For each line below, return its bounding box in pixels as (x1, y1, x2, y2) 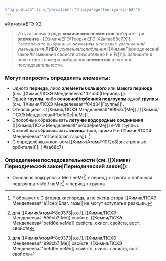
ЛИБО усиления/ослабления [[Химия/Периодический (45, 46, 160, 52)
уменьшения (17, 46, 44, 52)
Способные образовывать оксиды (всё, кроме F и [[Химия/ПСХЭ (12, 127, 152, 133)
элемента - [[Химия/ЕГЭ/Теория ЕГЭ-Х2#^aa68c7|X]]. (17, 36, 132, 42)
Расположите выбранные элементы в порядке (17, 41, 118, 47)
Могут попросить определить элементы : (5, 74, 110, 81)
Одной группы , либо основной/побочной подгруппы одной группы (12, 96, 158, 102)
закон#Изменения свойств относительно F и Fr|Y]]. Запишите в (17, 51, 152, 57)
